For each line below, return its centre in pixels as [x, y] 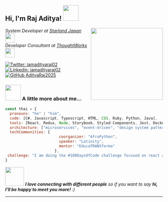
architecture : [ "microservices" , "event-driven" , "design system [79, 127]
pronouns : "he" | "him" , [35, 113]
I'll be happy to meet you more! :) [40, 189]
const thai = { [21, 109]
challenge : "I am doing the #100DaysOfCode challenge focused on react [83, 155]
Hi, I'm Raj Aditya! [33, 19]
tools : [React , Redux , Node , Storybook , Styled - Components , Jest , [80, 123]
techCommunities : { [30, 132]
